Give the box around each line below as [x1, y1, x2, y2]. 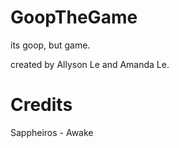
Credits [10, 94, 73, 116]
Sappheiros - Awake [10, 126, 94, 138]
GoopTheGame [10, 6, 138, 29]
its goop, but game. [10, 39, 91, 51]
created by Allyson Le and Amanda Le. [10, 58, 170, 70]
